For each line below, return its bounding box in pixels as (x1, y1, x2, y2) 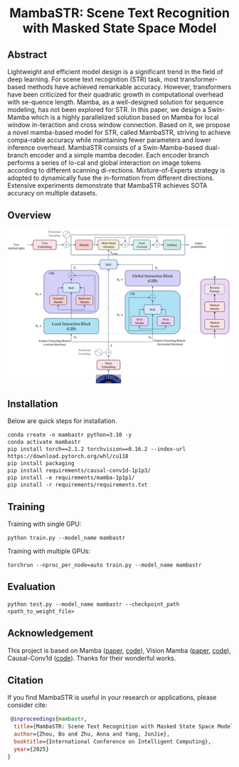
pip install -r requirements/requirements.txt (7, 482, 148, 489)
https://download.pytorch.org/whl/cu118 (7, 453, 129, 460)
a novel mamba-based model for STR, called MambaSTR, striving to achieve (7, 128, 231, 136)
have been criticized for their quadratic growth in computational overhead (7, 91, 224, 98)
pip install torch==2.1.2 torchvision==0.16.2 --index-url (7, 446, 186, 453)
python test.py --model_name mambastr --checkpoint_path (7, 601, 180, 608)
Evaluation (7, 581, 55, 593)
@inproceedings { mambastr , (10, 716, 87, 723)
